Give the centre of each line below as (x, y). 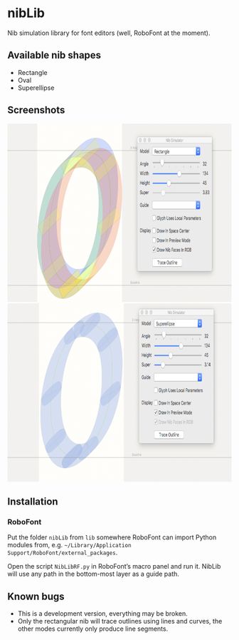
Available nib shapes (54, 55)
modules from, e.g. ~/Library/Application (69, 545)
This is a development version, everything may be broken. (103, 614)
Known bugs (36, 596)
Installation (33, 501)
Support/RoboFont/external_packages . (63, 553)
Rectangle (32, 72)
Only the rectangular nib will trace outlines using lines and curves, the (120, 621)
